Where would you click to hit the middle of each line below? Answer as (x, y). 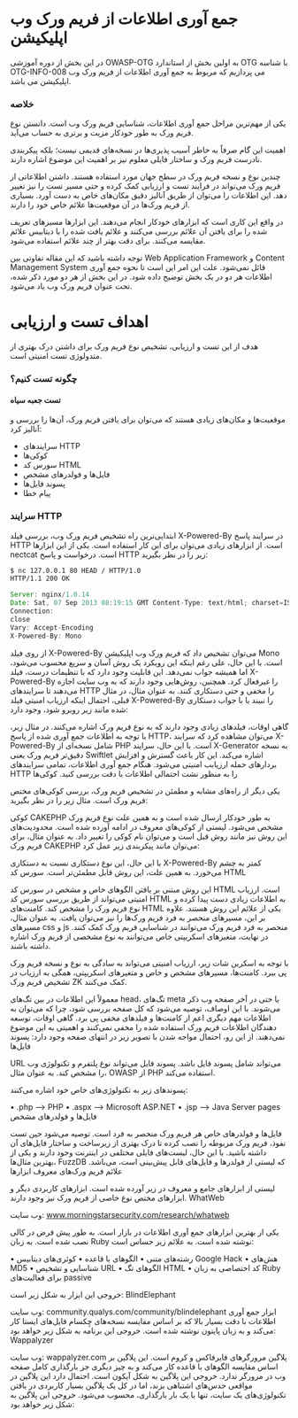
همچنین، (212, 681)
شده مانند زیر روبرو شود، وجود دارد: (69, 709)
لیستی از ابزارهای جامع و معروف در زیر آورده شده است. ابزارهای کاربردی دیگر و (143, 1188)
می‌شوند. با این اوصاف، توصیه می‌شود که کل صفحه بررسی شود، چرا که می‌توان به (145, 1008)
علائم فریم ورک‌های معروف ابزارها (66, 1171)
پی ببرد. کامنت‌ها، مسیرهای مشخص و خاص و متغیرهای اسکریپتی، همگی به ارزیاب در (149, 972)
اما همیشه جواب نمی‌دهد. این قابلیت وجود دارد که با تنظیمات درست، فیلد (129, 671)
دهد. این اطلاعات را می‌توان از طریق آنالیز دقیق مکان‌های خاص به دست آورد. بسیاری (149, 196)
